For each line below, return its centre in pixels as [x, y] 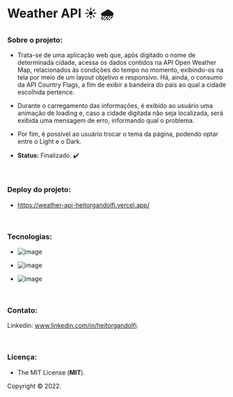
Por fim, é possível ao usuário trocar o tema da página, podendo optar [118, 134]
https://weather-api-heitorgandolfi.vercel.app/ [83, 205]
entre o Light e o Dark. [49, 142]
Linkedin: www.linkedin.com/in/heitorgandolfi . [73, 326]
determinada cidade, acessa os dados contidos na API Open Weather [117, 63]
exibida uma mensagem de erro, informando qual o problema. [106, 121]
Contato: [23, 310]
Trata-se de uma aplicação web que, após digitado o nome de [106, 55]
